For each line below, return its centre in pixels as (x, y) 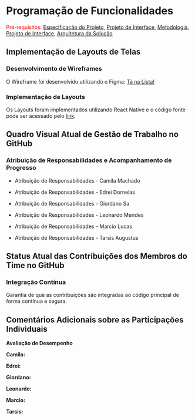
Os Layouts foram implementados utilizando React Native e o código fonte (96, 110)
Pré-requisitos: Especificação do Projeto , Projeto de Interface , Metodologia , (98, 27)
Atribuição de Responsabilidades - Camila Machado (77, 180)
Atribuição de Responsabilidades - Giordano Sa (72, 203)
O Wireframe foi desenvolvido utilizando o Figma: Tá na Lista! (80, 81)
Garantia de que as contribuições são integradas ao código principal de (93, 295)
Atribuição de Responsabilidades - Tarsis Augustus (76, 237)
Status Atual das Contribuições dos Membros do (97, 256)
